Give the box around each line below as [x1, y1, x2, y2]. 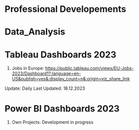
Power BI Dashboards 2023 [4, 103, 120, 114]
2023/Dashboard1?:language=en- [11, 70, 81, 76]
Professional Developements [4, 3, 127, 15]
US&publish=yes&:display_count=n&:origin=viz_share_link [11, 76, 130, 82]
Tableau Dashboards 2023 [4, 49, 117, 60]
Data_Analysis [4, 26, 66, 38]
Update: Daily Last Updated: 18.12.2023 [4, 85, 85, 91]
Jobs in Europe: [11, 65, 44, 71]
